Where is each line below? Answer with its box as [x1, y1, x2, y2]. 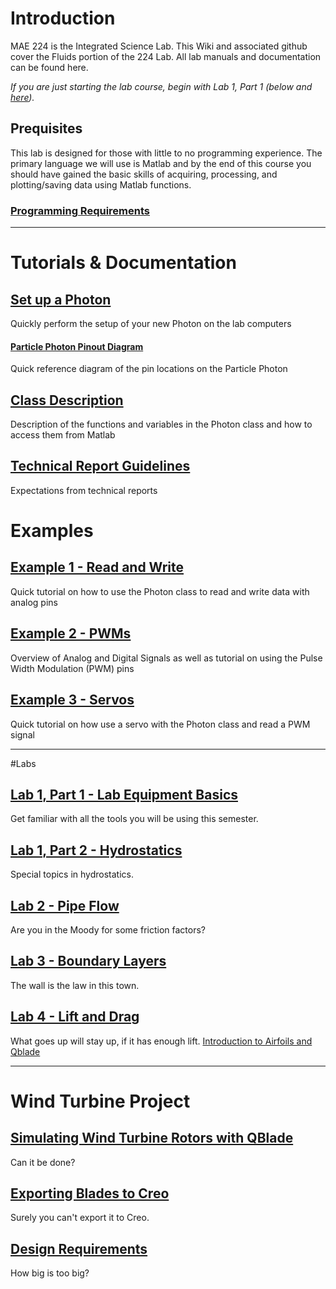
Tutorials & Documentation [10, 252, 237, 274]
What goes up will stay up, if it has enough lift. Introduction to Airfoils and [10, 1035, 313, 1047]
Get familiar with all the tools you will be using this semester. [10, 813, 259, 825]
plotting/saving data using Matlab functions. [10, 178, 192, 191]
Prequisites [10, 120, 83, 137]
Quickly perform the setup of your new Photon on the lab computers [10, 318, 292, 330]
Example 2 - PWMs [10, 625, 132, 642]
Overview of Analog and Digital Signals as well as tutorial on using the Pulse [10, 652, 323, 664]
